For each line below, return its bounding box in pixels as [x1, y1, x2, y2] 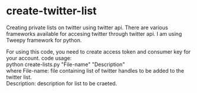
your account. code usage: [6, 54, 72, 61]
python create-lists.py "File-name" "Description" [6, 61, 125, 68]
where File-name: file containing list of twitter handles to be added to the [6, 67, 185, 74]
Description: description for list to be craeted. [6, 79, 117, 87]
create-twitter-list [6, 4, 97, 18]
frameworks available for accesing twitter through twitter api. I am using [6, 30, 182, 37]
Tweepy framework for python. [6, 36, 82, 44]
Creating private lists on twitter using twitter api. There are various [6, 24, 169, 31]
